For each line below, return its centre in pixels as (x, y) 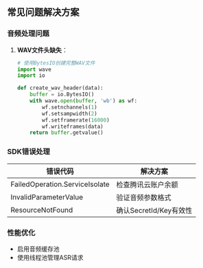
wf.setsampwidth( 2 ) (70, 113)
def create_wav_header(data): (60, 88)
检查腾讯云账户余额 (147, 184)
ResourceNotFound (42, 210)
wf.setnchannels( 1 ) (70, 107)
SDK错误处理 (28, 152)
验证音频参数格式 (144, 197)
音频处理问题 (28, 34)
